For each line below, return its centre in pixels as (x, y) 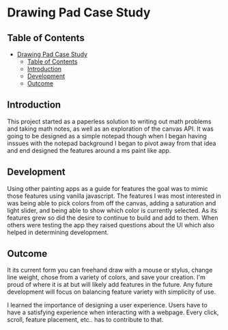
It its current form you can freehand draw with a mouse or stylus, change (110, 270)
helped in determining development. (58, 232)
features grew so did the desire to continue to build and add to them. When (113, 218)
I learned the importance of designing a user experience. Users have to (108, 305)
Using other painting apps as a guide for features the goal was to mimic (108, 188)
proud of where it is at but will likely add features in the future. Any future (110, 285)
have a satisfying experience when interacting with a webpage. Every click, (113, 312)
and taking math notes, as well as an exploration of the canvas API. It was (110, 129)
